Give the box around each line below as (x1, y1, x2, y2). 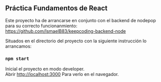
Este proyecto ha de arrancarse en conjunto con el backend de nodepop (5, 17, 156, 23)
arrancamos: (5, 43, 32, 49)
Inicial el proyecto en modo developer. (5, 66, 85, 72)
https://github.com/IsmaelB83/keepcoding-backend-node (5, 28, 126, 34)
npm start (5, 55, 29, 61)
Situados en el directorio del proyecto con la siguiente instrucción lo (5, 38, 147, 44)
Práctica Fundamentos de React (5, 4, 108, 13)
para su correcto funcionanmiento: (5, 23, 77, 29)
